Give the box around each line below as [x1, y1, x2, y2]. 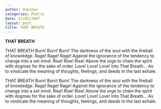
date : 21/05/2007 [5, 16, 40, 21]
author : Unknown [5, 7, 38, 12]
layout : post [5, 20, 32, 26]
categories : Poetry [5, 12, 45, 16]
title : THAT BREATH [5, 25, 45, 30]
